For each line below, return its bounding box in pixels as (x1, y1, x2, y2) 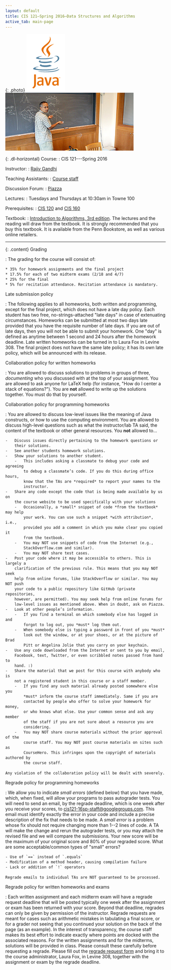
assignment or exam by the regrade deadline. (5, 959, 101, 965)
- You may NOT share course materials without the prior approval (14, 730, 163, 735)
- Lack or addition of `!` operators (5, 865, 85, 870)
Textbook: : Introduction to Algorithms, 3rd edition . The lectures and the (5, 215, 156, 222)
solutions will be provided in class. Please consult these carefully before (5, 943, 157, 949)
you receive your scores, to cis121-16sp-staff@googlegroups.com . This (5, 806, 155, 812)
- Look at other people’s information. (5, 607, 95, 612)
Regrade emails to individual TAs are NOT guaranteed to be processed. (5, 875, 160, 880)
